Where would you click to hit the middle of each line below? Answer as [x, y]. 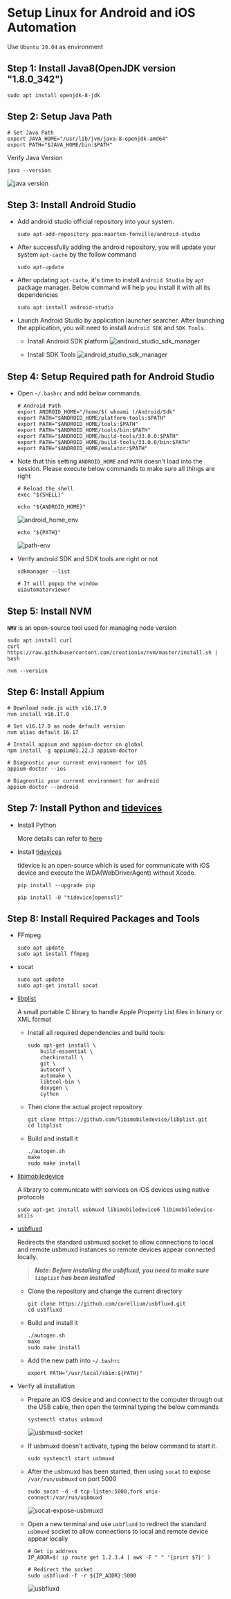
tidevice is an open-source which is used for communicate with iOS [113, 865]
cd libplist [45, 1126]
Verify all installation [46, 1386]
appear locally [48, 1539]
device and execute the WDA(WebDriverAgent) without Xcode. [107, 873]
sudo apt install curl [40, 640]
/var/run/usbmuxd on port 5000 [72, 1479]
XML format [34, 1019]
